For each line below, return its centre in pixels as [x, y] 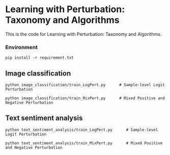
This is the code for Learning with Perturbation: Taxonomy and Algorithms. [83, 34]
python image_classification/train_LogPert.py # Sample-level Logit [85, 85]
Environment [22, 47]
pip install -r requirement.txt [39, 58]
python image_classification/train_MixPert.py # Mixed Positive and [85, 98]
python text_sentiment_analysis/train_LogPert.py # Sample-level [82, 130]
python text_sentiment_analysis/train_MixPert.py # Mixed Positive [84, 143]
